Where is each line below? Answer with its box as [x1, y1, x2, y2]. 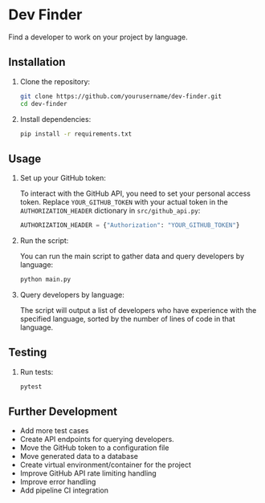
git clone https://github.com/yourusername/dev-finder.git [19, 92, 222, 100]
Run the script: [19, 236, 69, 245]
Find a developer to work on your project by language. [8, 32, 188, 42]
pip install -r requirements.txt [19, 130, 132, 138]
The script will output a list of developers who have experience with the [19, 305, 257, 314]
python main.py [19, 275, 71, 284]
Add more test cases [19, 426, 89, 436]
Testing [8, 346, 47, 359]
